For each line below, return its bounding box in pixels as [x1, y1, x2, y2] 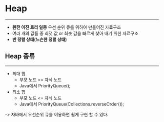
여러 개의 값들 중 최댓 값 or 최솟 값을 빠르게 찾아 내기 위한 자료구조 [12, 30, 139, 36]
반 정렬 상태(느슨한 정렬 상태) [12, 36, 67, 42]
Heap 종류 [5, 52, 35, 61]
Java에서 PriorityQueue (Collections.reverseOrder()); [19, 101, 124, 107]
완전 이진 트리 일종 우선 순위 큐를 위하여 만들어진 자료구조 [12, 24, 121, 30]
